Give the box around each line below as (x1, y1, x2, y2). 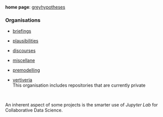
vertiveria (12, 77, 33, 83)
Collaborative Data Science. (5, 107, 63, 113)
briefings (12, 28, 32, 34)
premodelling (12, 67, 40, 73)
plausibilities (12, 38, 39, 44)
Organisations (5, 17, 41, 24)
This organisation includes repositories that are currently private (12, 82, 146, 88)
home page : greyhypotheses (5, 4, 65, 10)
